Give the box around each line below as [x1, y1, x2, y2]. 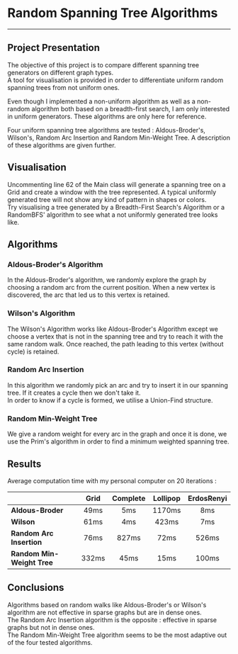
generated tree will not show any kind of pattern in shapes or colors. [7, 195, 207, 203]
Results [7, 458, 42, 470]
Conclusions [7, 582, 64, 594]
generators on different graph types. [7, 68, 114, 77]
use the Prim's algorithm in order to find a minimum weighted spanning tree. [7, 437, 229, 446]
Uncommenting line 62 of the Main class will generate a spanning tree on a [7, 180, 226, 188]
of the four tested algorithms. [7, 638, 93, 646]
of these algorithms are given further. [7, 140, 116, 150]
